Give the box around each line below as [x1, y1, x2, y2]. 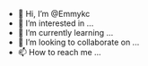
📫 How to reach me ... [17, 47, 101, 57]
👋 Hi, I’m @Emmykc [17, 9, 91, 19]
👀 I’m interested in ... [17, 18, 94, 29]
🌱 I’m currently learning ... [17, 28, 114, 37]
